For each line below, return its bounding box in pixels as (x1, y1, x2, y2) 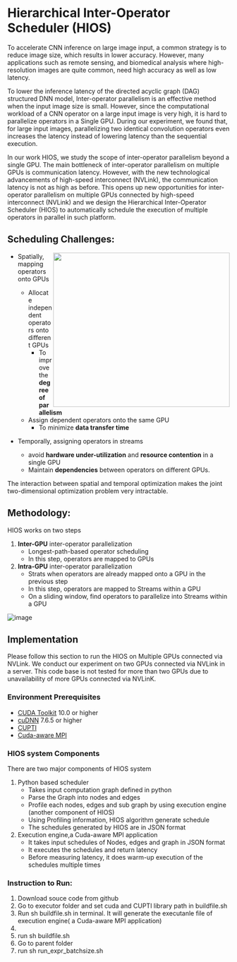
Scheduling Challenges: (7, 233, 115, 245)
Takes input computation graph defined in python (28, 785, 172, 794)
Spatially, (17, 252, 44, 260)
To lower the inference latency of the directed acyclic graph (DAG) (7, 87, 200, 95)
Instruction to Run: (7, 878, 73, 888)
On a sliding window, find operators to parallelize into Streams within (28, 592, 228, 600)
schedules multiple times (28, 860, 101, 869)
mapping (17, 260, 44, 268)
